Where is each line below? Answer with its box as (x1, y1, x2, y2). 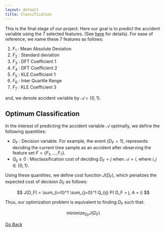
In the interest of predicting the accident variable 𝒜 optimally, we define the (5, 122, 160, 129)
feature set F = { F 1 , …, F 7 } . (12, 150, 66, 157)
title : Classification (5, 12, 52, 17)
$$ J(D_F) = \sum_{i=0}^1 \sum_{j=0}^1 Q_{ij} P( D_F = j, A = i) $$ (17, 189, 150, 195)
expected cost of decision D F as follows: (5, 179, 88, 186)
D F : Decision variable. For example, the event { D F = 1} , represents (12, 138, 148, 145)
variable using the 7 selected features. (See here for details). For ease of (5, 31, 153, 37)
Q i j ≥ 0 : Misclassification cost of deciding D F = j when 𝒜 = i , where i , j (12, 156, 157, 164)
